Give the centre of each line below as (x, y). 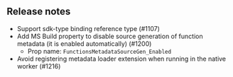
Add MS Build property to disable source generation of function (110, 36)
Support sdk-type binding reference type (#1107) (88, 28)
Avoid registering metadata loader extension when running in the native (121, 59)
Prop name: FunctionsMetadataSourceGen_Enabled (99, 51)
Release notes (39, 12)
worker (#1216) (39, 66)
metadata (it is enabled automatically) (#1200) (84, 43)
